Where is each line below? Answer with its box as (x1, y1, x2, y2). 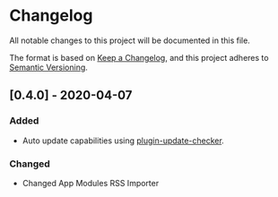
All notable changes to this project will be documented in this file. (9, 35, 251, 46)
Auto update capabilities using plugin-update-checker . (22, 135, 224, 146)
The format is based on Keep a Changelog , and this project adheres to (9, 52, 269, 63)
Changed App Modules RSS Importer (22, 177, 160, 188)
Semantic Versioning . (9, 62, 88, 73)
